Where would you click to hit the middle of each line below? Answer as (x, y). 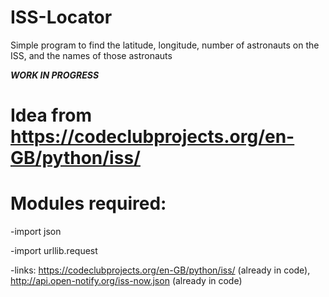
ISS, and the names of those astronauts (91, 55)
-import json (36, 232)
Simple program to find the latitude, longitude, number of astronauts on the (165, 45)
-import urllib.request (54, 251)
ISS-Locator (61, 17)
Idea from (51, 115)
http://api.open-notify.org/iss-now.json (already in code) (126, 281)
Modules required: (88, 203)
